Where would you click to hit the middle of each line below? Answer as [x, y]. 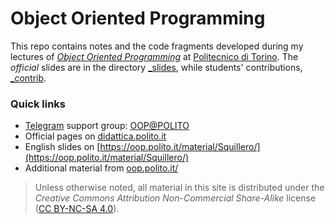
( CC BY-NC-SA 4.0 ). [77, 209]
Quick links [38, 104]
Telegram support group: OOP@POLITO [107, 126]
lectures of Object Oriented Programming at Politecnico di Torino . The [154, 56]
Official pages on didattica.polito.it [95, 136]
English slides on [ [62, 147]
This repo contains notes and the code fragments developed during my [157, 46]
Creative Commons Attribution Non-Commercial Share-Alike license [175, 198]
